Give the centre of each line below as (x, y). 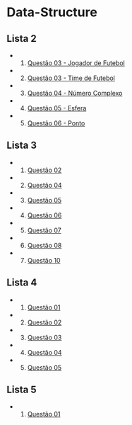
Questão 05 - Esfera (57, 108)
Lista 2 (22, 39)
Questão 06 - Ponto (56, 123)
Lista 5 (22, 390)
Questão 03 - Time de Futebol (71, 78)
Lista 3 (22, 146)
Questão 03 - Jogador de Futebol (76, 63)
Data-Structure (52, 12)
